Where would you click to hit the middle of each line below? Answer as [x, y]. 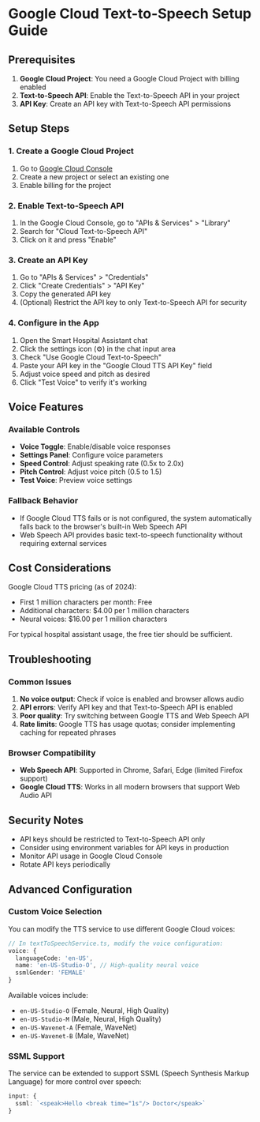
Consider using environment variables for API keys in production [124, 848]
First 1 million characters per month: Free [86, 602]
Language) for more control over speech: [75, 1082]
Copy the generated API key [65, 294]
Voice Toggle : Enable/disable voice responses [95, 446]
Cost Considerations [60, 568]
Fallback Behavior [43, 501]
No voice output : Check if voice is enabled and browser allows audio [132, 699]
